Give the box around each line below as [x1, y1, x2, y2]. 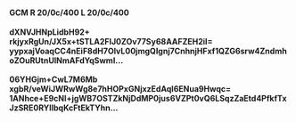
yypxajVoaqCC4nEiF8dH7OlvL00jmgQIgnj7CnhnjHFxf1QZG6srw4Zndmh [9, 45, 287, 57]
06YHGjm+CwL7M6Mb [9, 74, 98, 85]
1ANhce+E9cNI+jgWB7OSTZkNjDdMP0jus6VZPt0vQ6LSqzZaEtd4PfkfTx [9, 94, 287, 104]
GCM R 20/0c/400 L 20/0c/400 [9, 7, 129, 18]
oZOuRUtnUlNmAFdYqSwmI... [9, 55, 124, 66]
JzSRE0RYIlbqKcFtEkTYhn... [9, 102, 119, 113]
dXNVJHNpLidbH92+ [9, 27, 91, 37]
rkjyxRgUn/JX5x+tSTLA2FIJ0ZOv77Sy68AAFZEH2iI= [9, 37, 213, 47]
